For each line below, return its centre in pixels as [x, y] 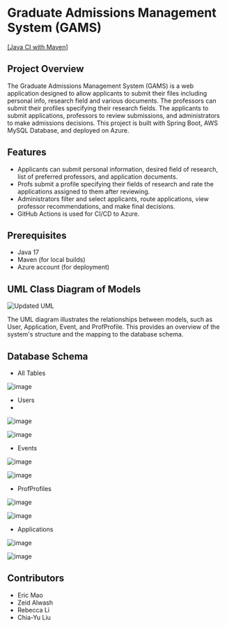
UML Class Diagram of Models [74, 289]
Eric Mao [30, 595]
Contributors [36, 578]
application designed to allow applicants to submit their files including [107, 93]
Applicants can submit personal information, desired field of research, [117, 169]
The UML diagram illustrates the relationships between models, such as [110, 320]
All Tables [31, 373]
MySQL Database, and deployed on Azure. [68, 130]
